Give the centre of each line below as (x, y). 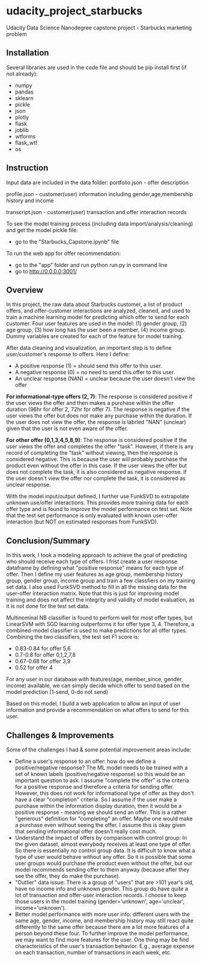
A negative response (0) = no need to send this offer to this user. (95, 372)
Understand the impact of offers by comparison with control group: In (101, 838)
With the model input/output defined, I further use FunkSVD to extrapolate (98, 497)
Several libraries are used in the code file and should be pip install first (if (97, 67)
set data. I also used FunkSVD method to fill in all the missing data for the (97, 587)
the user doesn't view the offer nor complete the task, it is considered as (96, 479)
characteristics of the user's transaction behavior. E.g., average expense (105, 946)
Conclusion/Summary (48, 541)
